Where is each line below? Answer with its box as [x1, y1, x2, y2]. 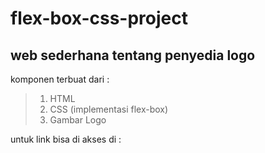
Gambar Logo [49, 114, 107, 126]
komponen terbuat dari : [10, 73, 110, 85]
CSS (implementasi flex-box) [49, 103, 169, 115]
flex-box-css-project [10, 7, 189, 30]
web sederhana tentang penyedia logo [10, 47, 256, 64]
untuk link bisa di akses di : [10, 133, 122, 145]
